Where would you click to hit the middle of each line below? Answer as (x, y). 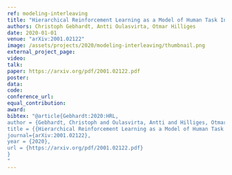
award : (17, 110)
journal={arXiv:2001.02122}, (49, 135)
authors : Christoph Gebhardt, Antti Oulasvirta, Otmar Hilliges (101, 26)
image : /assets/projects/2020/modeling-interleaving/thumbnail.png (106, 45)
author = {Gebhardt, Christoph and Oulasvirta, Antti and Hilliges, (108, 122)
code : (15, 90)
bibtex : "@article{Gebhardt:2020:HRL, (63, 116)
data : (15, 84)
